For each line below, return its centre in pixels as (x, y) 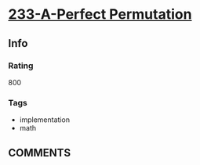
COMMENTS (40, 153)
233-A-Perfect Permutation (100, 14)
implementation (45, 120)
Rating (21, 66)
